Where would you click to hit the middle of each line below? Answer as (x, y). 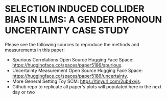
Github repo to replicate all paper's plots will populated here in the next (87, 86)
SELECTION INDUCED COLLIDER (75, 9)
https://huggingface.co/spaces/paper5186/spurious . (67, 65)
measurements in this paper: (35, 50)
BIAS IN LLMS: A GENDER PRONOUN (83, 20)
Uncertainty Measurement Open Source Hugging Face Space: (77, 70)
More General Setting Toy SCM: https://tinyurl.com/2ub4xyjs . (77, 81)
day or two (23, 92)
